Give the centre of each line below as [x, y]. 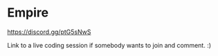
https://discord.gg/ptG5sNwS [49, 32]
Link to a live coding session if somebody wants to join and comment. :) [109, 45]
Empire [28, 13]
